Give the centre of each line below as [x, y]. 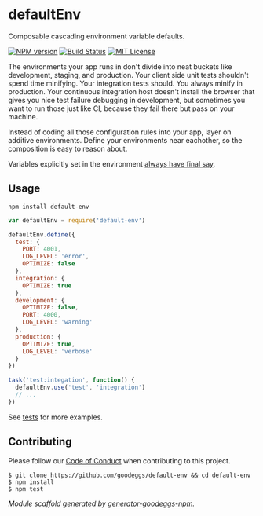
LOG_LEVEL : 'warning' [57, 322]
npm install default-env [49, 207]
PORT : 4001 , [42, 249]
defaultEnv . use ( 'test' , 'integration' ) [80, 388]
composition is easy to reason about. [68, 148]
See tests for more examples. [56, 417]
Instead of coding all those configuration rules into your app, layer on [120, 132]
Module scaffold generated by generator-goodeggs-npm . [101, 503]
